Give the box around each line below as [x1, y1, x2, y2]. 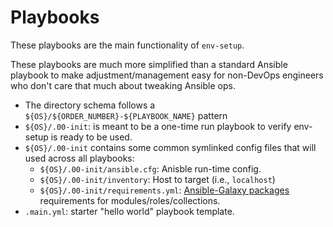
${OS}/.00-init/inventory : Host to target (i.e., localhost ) [39, 173, 276, 185]
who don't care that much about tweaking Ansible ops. [10, 79, 236, 91]
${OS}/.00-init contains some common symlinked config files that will [24, 141, 317, 153]
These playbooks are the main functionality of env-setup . [10, 39, 245, 51]
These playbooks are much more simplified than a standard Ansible [10, 58, 288, 70]
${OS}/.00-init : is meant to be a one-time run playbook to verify [24, 120, 292, 132]
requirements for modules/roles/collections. [39, 194, 221, 206]
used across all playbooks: [24, 152, 135, 164]
